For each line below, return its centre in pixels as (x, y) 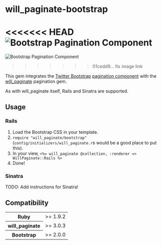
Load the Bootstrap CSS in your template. (55, 132)
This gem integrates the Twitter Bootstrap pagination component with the (81, 76)
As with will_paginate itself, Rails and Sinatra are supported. (67, 91)
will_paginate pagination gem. (36, 82)
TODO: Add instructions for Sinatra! (42, 187)
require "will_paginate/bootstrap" (50, 138)
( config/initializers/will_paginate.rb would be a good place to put (85, 143)
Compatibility (27, 203)
